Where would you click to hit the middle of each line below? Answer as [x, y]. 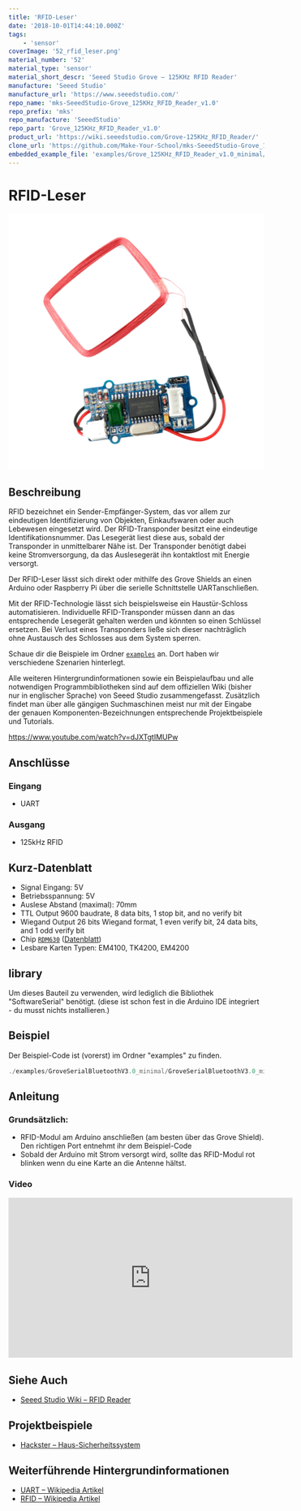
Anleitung [34, 1097]
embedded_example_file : [49, 154]
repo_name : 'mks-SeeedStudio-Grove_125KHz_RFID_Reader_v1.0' [114, 103]
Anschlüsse [39, 762]
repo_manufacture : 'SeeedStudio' [65, 120]
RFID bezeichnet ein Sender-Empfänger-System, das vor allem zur [120, 512]
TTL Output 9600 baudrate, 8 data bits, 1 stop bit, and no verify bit [131, 913]
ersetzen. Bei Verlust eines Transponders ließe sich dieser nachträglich [127, 630]
